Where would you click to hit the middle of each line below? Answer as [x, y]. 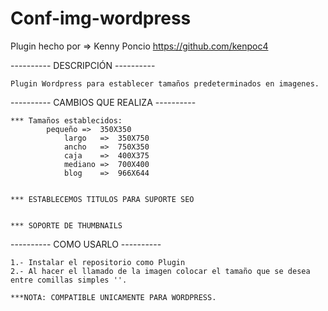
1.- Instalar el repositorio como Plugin [98, 262]
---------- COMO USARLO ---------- [86, 244]
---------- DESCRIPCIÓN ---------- [83, 65]
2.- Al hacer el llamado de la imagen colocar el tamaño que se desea [160, 271]
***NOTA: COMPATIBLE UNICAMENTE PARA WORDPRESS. [113, 297]
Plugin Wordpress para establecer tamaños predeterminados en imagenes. [165, 83]
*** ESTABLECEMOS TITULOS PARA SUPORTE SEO [102, 199]
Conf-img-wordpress [101, 18]
